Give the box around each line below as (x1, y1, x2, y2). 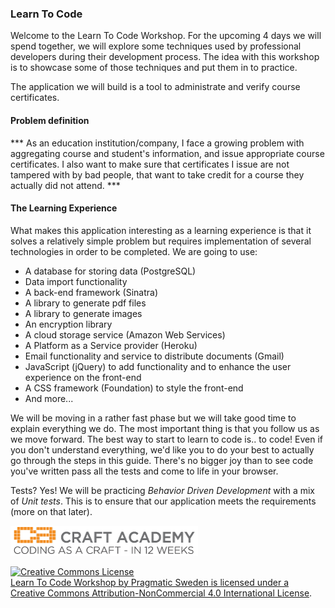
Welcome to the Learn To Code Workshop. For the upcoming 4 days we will (10, 30, 322, 42)
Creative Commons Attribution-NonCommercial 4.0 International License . (10, 587, 313, 599)
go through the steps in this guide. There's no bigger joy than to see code (10, 454, 314, 466)
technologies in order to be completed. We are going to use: (10, 245, 258, 257)
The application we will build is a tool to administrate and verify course (10, 81, 301, 93)
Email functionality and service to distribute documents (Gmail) (24, 350, 285, 362)
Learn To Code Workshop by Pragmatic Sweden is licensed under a (10, 576, 290, 588)
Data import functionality (24, 275, 128, 287)
